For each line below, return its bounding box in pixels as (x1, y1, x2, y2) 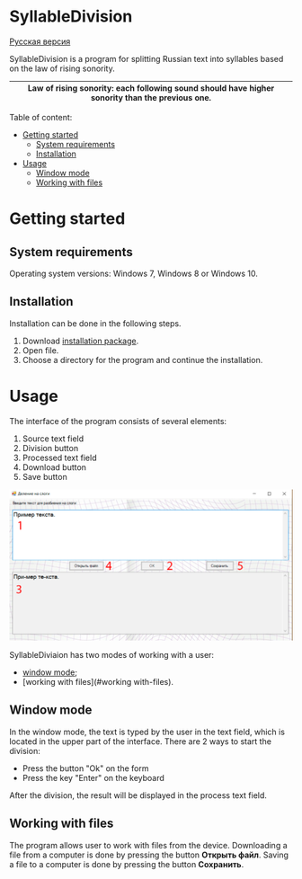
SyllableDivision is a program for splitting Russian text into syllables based (9, 53, 284, 64)
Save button (22, 471, 67, 482)
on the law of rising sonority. (9, 63, 115, 74)
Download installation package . (22, 335, 139, 346)
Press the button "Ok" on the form (22, 762, 149, 774)
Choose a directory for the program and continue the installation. (22, 354, 263, 365)
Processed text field (22, 452, 97, 463)
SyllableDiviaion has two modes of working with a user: (9, 649, 214, 660)
